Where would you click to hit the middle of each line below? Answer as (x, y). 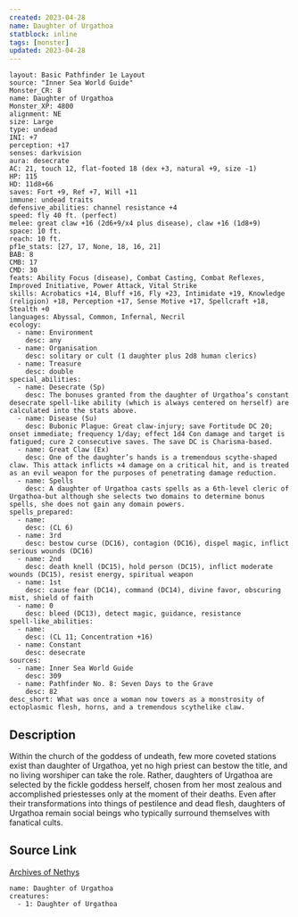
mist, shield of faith (51, 599)
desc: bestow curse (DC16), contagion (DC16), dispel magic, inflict (157, 544)
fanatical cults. (36, 822)
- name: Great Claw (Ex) (63, 450)
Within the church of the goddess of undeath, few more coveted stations (143, 756)
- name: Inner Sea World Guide (75, 669)
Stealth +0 (29, 310)
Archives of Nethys (45, 872)
